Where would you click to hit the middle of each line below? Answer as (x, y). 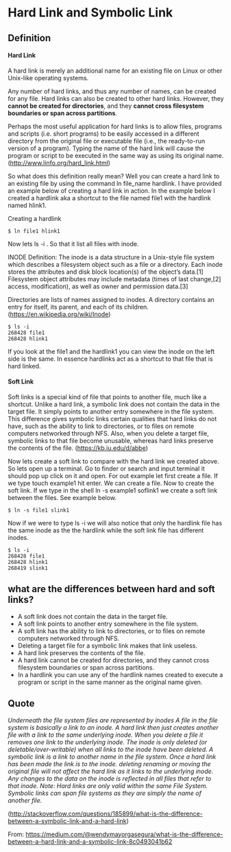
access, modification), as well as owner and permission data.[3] (98, 286)
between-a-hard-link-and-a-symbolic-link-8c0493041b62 (90, 841)
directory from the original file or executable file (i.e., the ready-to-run (106, 141)
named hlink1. (27, 205)
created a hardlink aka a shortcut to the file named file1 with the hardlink (109, 198)
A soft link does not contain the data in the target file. (93, 616)
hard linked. (24, 366)
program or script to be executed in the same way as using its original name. (116, 155)
